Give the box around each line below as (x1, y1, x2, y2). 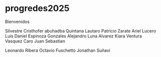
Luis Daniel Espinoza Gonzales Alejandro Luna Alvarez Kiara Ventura (5, 33, 142, 39)
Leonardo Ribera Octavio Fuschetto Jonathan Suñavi (5, 47, 111, 53)
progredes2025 (5, 3, 70, 14)
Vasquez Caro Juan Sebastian (5, 38, 65, 44)
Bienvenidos (5, 19, 30, 24)
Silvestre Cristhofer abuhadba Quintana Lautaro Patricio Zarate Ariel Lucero (5, 28, 156, 34)
